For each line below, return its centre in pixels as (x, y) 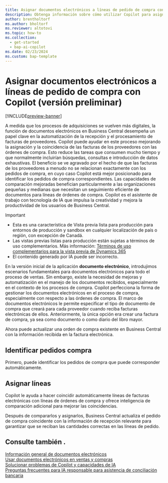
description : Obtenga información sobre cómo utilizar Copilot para (78, 14)
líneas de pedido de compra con (73, 92)
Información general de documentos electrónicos (56, 454)
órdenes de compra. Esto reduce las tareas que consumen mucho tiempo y (83, 152)
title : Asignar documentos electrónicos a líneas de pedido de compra (80, 10)
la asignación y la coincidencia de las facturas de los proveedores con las (81, 147)
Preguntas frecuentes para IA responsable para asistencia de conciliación (81, 470)
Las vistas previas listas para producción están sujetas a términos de (83, 241)
